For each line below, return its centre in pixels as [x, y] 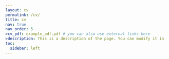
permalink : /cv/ [23, 15]
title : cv [16, 19]
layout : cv [17, 10]
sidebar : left [25, 48]
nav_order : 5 [19, 29]
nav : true [16, 24]
